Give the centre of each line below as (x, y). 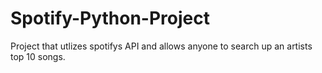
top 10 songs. (38, 56)
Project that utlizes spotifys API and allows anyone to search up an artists (161, 46)
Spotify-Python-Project (110, 18)
